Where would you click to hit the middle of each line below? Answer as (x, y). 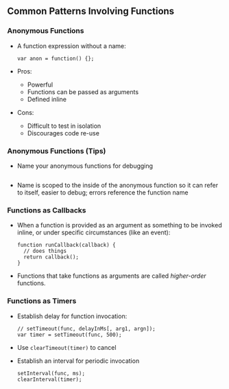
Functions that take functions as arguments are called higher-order (112, 276)
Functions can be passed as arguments (83, 91)
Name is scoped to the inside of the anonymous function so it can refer (117, 185)
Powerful (40, 85)
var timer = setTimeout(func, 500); (69, 335)
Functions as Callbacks (47, 210)
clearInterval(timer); (49, 379)
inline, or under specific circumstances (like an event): (94, 232)
